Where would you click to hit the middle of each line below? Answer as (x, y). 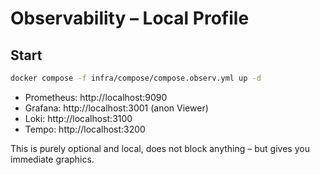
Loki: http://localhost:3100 (78, 118)
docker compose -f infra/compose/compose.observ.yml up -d (136, 78)
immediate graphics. (52, 159)
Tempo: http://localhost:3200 (85, 129)
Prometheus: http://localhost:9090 (96, 97)
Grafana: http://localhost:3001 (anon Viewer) (116, 108)
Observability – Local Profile (130, 18)
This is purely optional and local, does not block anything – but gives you (160, 148)
